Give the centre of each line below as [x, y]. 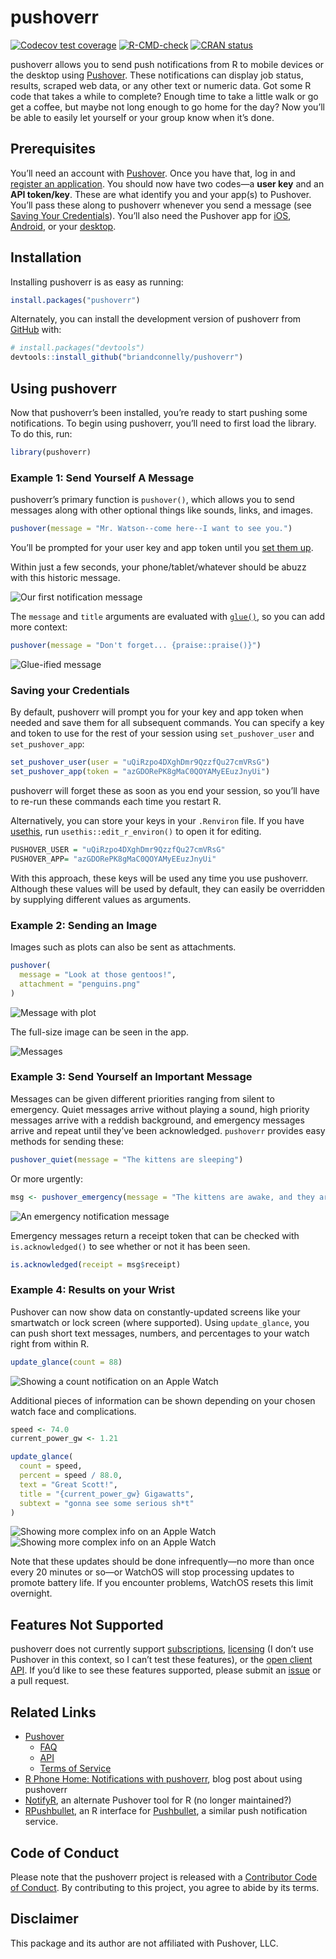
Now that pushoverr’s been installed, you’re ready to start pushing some [159, 412]
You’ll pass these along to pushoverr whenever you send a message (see [161, 205]
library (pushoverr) [51, 452]
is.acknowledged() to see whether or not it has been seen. [130, 1246]
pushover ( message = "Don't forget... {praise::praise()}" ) [136, 646]
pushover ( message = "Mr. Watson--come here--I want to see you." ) [151, 529]
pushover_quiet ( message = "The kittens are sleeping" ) [127, 1159]
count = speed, [51, 1466]
